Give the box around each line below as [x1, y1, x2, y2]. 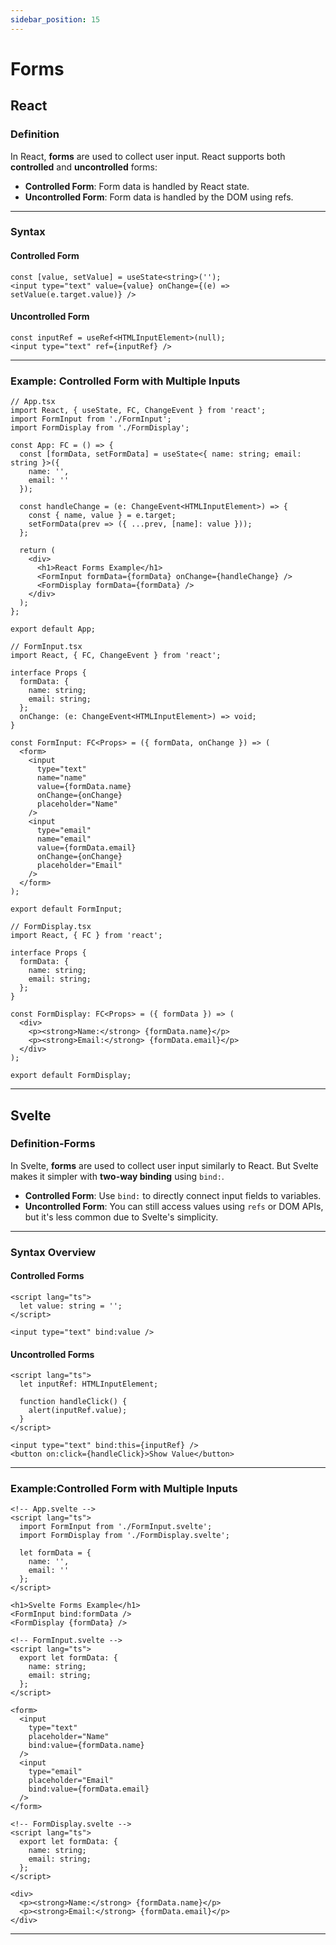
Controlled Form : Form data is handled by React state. [24, 180, 250, 192]
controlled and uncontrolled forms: [10, 161, 158, 173]
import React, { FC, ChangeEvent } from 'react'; [10, 651, 222, 661]
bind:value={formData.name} [28, 1741, 145, 1751]
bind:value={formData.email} [28, 1784, 150, 1795]
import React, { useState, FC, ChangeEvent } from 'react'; [10, 406, 267, 416]
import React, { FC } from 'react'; [10, 931, 163, 941]
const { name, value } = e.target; [28, 511, 177, 521]
